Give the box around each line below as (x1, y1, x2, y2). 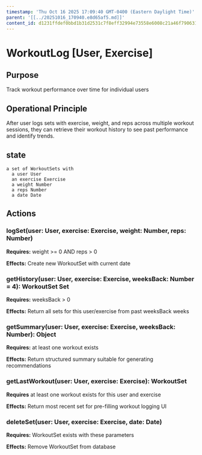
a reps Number (11, 187, 47, 193)
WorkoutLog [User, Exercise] (6, 46, 153, 60)
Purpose (6, 70, 39, 80)
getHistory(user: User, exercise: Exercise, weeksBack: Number (6, 275, 194, 283)
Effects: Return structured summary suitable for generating (6, 355, 153, 363)
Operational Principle (6, 103, 88, 113)
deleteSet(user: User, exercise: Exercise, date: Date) (6, 418, 162, 426)
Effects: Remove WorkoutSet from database (6, 443, 116, 450)
